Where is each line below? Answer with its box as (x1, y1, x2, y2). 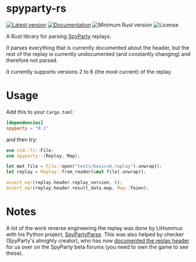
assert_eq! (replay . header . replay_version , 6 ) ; (6, 179, 123, 186)
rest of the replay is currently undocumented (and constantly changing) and (6, 50, 191, 57)
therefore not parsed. (6, 57, 58, 64)
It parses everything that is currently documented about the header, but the (6, 44, 190, 51)
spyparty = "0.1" (6, 125, 49, 131)
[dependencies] (6, 120, 44, 126)
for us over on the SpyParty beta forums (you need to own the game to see (6, 243, 189, 250)
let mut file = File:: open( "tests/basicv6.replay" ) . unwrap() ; (6, 163, 162, 169)
